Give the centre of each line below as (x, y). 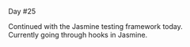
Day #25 (22, 11)
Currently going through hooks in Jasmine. (78, 35)
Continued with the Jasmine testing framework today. (96, 26)
